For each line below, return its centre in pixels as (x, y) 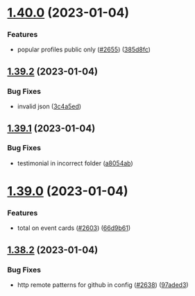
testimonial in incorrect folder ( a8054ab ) (75, 163)
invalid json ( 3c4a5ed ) (49, 106)
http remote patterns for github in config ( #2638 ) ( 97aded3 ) (103, 285)
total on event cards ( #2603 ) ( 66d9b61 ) (74, 228)
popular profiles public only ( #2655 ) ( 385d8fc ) (84, 49)
